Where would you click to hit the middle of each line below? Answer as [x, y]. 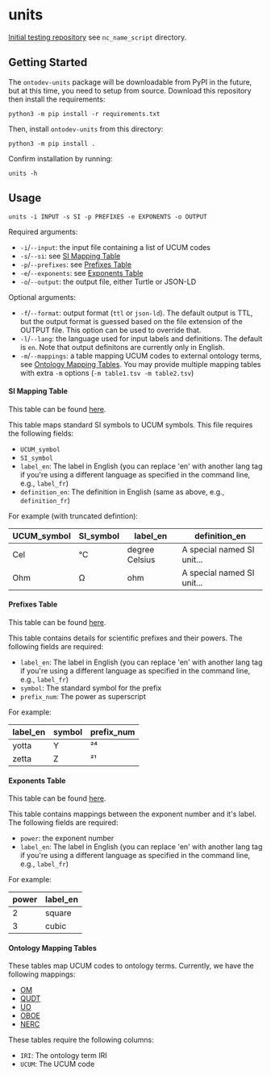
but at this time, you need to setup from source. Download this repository [130, 90]
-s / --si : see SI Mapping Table [70, 256]
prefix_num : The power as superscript [83, 696]
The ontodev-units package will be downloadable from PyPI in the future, [130, 81]
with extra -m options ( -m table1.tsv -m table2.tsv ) [107, 373]
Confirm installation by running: [60, 158]
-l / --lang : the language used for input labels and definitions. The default [141, 338]
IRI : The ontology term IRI [63, 1056]
